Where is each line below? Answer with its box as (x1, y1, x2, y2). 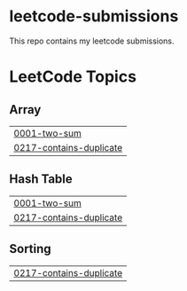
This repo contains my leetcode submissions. (9, 35, 175, 46)
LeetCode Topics (9, 67, 137, 87)
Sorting (9, 241, 51, 256)
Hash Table (9, 171, 73, 187)
